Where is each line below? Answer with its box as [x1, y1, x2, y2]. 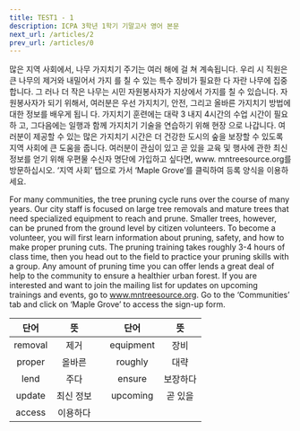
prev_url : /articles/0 [9, 38, 94, 48]
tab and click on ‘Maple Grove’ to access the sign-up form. [9, 299, 226, 310]
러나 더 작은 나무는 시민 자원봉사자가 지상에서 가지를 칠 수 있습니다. [44, 86, 279, 97]
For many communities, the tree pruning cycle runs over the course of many [9, 194, 290, 205]
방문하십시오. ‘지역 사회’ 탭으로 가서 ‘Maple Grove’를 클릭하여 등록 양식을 [9, 165, 265, 176]
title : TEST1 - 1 [9, 13, 74, 22]
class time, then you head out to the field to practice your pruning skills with [9, 251, 289, 262]
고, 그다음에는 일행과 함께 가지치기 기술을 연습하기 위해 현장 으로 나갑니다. [18, 120, 277, 131]
